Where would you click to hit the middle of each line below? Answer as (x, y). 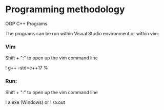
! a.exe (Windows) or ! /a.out (35, 102)
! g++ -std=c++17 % (27, 68)
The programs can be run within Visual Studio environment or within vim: (82, 33)
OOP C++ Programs (26, 24)
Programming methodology (65, 9)
